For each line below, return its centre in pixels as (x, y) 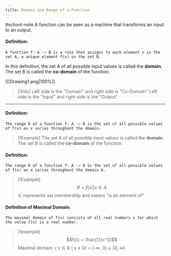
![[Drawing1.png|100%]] (30, 81)
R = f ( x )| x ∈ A (92, 188)
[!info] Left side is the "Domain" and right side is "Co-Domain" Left (88, 91)
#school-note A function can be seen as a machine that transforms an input (85, 24)
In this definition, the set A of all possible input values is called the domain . (84, 66)
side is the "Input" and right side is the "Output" (68, 97)
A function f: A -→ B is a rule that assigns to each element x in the (83, 52)
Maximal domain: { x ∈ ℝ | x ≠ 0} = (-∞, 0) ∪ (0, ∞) (72, 248)
